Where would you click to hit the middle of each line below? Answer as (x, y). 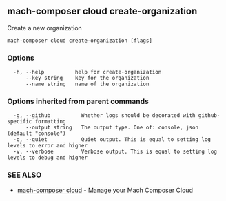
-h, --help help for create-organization (88, 72)
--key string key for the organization (87, 78)
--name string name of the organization (87, 84)
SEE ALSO (24, 175)
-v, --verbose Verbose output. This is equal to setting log (115, 152)
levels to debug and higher (48, 158)
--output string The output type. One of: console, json (112, 128)
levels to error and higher (48, 146)
